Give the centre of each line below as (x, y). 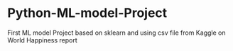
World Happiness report (43, 40)
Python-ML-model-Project (87, 13)
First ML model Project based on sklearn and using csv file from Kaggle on (116, 33)
